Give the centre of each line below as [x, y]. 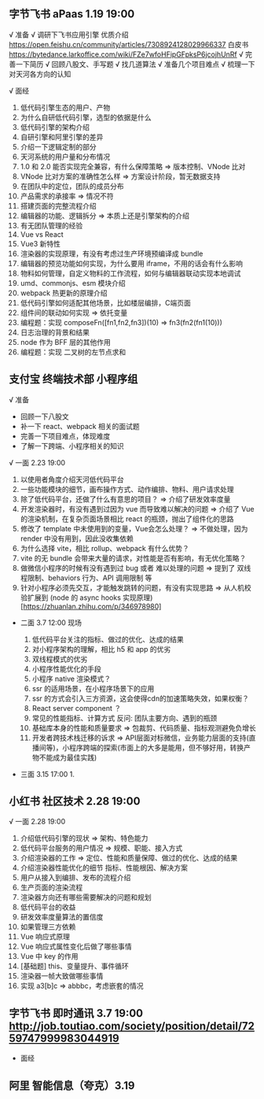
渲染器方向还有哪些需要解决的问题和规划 [86, 897]
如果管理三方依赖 [48, 927]
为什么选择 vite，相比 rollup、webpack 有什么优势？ [104, 548]
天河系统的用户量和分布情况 [65, 157]
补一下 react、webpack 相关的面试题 [80, 426]
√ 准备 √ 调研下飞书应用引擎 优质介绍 [69, 35]
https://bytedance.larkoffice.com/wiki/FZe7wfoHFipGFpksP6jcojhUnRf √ [126, 54]
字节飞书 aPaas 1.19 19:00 [72, 14]
